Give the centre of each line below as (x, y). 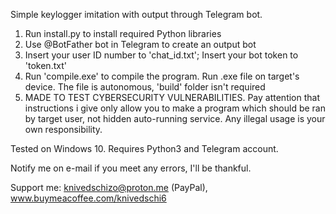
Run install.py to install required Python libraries (123, 33)
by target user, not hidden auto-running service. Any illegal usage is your (175, 118)
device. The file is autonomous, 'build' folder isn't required (145, 87)
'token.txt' (45, 65)
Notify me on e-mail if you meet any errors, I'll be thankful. (131, 168)
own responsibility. (63, 129)
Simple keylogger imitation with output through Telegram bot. (136, 14)
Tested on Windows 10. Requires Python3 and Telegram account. (144, 148)
